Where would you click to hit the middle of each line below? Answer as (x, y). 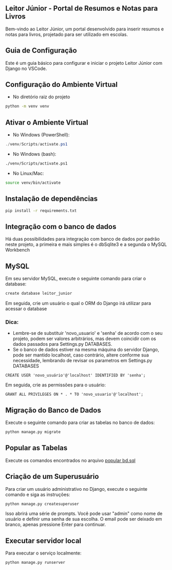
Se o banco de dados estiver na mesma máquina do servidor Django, (86, 350)
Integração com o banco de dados (61, 227)
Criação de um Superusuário (52, 477)
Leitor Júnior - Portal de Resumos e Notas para (82, 8)
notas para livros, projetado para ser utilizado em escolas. (67, 34)
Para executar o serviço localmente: (43, 553)
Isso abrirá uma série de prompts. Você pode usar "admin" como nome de (84, 513)
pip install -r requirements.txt (41, 210)
